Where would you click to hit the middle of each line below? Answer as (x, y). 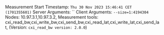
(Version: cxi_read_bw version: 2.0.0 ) (48, 27)
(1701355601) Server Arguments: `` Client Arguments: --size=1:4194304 (77, 12)
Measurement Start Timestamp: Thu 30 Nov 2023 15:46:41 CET (68, 7)
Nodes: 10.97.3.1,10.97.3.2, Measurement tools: (52, 17)
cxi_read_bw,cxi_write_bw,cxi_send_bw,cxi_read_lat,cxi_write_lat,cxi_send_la (82, 22)
